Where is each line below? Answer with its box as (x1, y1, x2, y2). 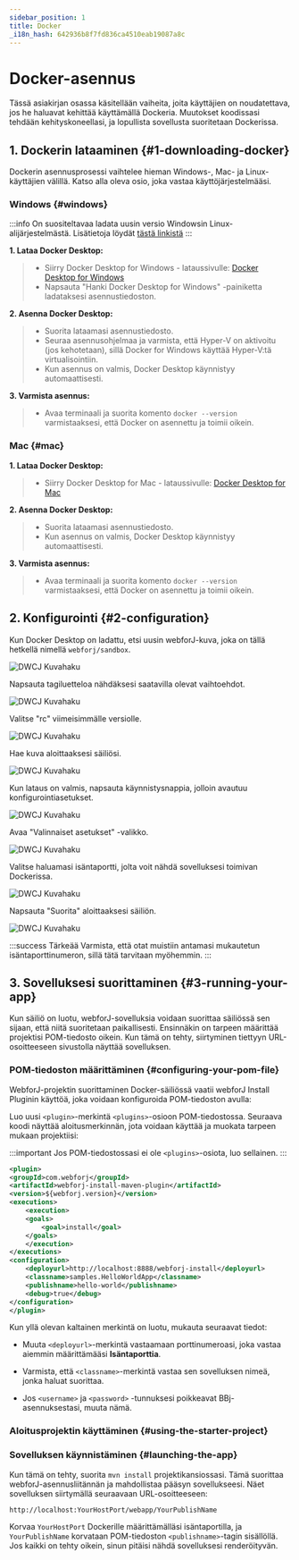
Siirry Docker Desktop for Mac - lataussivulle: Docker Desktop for (44, 477, 286, 488)
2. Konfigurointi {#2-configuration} (9, 611, 210, 626)
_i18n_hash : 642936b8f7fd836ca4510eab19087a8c (9, 30, 186, 38)
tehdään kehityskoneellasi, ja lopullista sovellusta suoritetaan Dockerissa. (9, 117, 278, 128)
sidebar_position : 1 (9, 13, 87, 22)
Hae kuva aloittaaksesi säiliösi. (9, 747, 122, 758)
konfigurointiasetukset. (9, 792, 94, 803)
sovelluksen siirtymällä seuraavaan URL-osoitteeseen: (9, 1488, 208, 1498)
